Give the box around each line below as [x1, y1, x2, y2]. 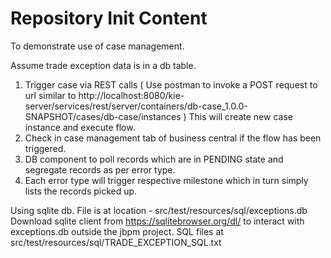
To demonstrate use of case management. [10, 40, 185, 52]
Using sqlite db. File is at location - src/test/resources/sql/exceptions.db [10, 204, 308, 216]
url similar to [24, 89, 77, 101]
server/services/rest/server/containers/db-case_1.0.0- [24, 100, 248, 112]
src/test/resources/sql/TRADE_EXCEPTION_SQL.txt [10, 236, 222, 248]
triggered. [24, 142, 67, 154]
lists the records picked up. [24, 185, 138, 197]
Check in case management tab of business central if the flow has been [24, 132, 322, 144]
